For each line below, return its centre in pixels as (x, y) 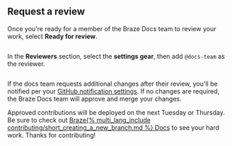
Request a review (46, 12)
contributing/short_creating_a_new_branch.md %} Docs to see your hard (114, 128)
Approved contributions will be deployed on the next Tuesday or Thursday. (116, 112)
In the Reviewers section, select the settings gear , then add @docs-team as (116, 56)
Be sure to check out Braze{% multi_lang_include (79, 120)
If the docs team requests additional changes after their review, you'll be (112, 84)
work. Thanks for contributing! (52, 135)
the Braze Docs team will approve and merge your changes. (94, 99)
